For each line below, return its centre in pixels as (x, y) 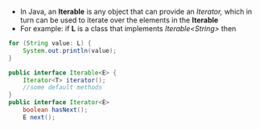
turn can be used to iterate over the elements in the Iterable (119, 20)
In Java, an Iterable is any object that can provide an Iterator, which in (136, 12)
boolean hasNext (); (56, 110)
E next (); (39, 117)
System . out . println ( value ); (70, 50)
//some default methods (63, 87)
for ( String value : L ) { (50, 43)
